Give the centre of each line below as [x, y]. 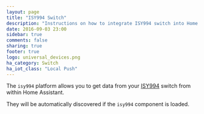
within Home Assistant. [35, 93]
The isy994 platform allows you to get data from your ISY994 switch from [99, 86]
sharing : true [24, 46]
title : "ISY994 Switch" [37, 18]
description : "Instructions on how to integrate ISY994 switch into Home [102, 23]
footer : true [23, 52]
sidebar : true [24, 35]
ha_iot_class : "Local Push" [42, 69]
